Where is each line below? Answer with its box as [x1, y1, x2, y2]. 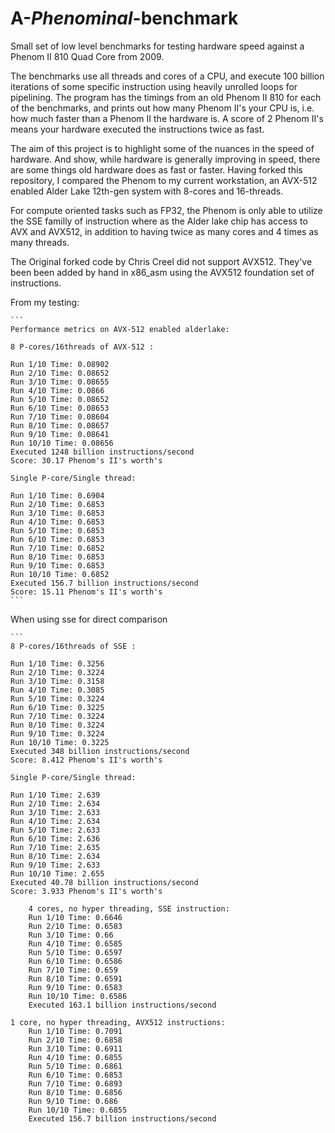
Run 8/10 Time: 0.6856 [28, 1087, 123, 1097]
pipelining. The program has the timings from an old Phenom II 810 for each [10, 91, 322, 103]
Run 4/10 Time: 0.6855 [28, 1052, 123, 1062]
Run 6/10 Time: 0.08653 [10, 403, 110, 413]
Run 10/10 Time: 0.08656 [10, 438, 114, 448]
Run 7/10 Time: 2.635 [10, 842, 101, 852]
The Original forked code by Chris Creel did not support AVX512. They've [10, 255, 313, 267]
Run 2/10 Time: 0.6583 [28, 921, 123, 931]
